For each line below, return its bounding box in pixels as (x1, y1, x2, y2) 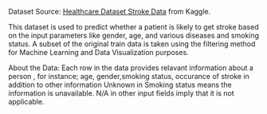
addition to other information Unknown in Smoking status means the (8, 80, 233, 89)
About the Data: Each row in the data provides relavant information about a (8, 63, 253, 73)
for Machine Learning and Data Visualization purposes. (8, 48, 189, 57)
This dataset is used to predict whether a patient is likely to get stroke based (8, 22, 259, 31)
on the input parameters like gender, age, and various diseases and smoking (8, 31, 259, 40)
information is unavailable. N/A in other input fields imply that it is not (8, 88, 235, 98)
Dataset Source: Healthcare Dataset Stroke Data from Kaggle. (8, 7, 211, 16)
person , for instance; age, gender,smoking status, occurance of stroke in (8, 72, 249, 81)
